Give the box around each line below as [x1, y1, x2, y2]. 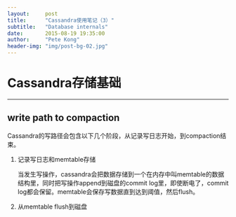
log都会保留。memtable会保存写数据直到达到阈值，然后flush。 [17, 187, 199, 196]
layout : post [7, 10, 58, 17]
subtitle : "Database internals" [7, 23, 109, 30]
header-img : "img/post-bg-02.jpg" [7, 43, 109, 50]
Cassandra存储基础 [7, 75, 122, 91]
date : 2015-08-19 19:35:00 [7, 29, 105, 37]
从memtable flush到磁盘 [17, 202, 88, 211]
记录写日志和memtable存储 [17, 155, 96, 163]
